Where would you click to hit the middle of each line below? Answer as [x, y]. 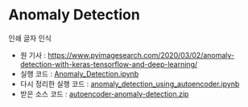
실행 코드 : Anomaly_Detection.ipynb [79, 73]
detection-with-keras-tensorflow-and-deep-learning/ [109, 64]
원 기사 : [33, 55]
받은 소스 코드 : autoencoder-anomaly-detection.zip [104, 93]
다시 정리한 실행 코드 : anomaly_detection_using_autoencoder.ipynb [130, 84]
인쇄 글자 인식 [30, 38]
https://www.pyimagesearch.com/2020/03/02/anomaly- [141, 55]
